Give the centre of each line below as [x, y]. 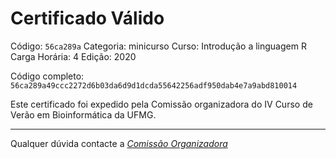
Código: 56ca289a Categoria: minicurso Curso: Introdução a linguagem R [158, 46]
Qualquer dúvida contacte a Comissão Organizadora [119, 143]
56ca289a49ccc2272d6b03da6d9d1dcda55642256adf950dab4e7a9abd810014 [154, 85]
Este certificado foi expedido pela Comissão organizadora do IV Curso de [161, 104]
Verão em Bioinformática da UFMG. [83, 114]
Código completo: [47, 76]
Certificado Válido [87, 18]
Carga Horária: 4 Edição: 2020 [73, 56]
